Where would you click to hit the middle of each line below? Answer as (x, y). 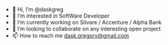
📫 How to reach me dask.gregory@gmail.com (71, 36)
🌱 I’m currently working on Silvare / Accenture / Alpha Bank (87, 22)
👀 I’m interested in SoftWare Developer (61, 16)
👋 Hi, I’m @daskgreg (38, 9)
